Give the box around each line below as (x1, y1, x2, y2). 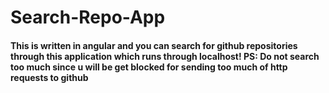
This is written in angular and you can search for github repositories (10, 39, 298, 51)
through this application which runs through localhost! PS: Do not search (10, 50, 320, 62)
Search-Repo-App (10, 6, 166, 29)
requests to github (10, 71, 89, 83)
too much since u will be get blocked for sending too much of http (10, 61, 288, 73)
